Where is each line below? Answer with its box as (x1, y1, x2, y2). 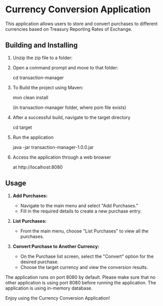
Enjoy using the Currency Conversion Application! (5, 295, 110, 301)
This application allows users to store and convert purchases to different (5, 21, 158, 27)
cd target (12, 124, 32, 130)
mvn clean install (12, 94, 49, 101)
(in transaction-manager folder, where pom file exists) (12, 104, 127, 110)
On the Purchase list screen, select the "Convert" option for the (20, 253, 154, 259)
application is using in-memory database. (5, 285, 93, 291)
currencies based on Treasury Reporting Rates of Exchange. (5, 26, 133, 32)
